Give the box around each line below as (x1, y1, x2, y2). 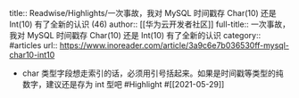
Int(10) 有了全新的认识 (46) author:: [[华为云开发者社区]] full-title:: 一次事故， (9, 19, 290, 29)
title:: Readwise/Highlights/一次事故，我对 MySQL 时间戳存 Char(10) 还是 (9, 8, 277, 18)
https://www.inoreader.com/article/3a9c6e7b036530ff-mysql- (59, 40, 290, 51)
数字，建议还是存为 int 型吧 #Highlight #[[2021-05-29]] (21, 79, 225, 89)
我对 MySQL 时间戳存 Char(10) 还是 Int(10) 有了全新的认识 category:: (9, 30, 262, 40)
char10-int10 (9, 50, 55, 60)
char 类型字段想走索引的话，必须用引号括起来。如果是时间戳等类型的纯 (21, 68, 284, 78)
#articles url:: (9, 40, 58, 51)
